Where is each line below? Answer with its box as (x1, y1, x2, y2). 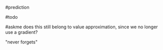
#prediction (5, 5, 30, 10)
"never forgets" (5, 39, 38, 45)
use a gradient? (5, 29, 38, 35)
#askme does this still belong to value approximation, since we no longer (5, 24, 158, 30)
